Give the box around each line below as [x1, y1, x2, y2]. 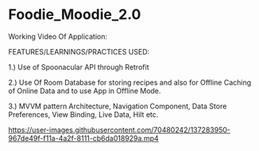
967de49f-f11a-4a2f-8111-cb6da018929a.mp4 [8, 133, 159, 143]
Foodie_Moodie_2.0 [8, 6, 141, 24]
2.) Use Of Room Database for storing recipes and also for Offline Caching [8, 77, 252, 87]
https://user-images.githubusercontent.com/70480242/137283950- [8, 125, 230, 134]
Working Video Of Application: [8, 32, 108, 41]
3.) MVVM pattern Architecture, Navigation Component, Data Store [8, 101, 227, 111]
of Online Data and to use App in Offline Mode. [8, 85, 161, 96]
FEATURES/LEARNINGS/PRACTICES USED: [8, 47, 150, 56]
